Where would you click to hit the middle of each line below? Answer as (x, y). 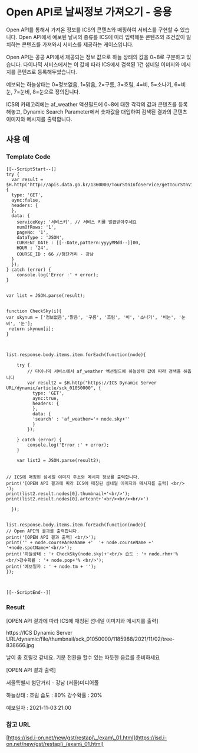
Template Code (29, 157)
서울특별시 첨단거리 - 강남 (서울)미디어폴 (52, 682)
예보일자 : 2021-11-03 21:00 (39, 707)
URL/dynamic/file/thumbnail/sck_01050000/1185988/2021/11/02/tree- (90, 639)
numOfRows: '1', (37, 227)
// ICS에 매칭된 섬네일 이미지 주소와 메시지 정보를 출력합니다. (73, 477)
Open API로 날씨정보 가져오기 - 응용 (89, 12)
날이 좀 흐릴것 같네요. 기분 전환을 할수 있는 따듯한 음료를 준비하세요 (83, 657)
